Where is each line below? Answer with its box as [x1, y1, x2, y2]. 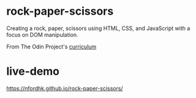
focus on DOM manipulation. [6, 31, 78, 38]
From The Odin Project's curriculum [6, 43, 97, 50]
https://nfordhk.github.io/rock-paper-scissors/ [6, 85, 124, 92]
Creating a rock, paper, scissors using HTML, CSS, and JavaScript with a [6, 24, 190, 32]
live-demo [6, 64, 60, 78]
